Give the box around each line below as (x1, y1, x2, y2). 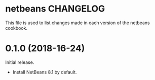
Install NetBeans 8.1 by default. (12, 69, 77, 75)
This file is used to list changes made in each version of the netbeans (5, 20, 150, 26)
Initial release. (5, 59, 34, 65)
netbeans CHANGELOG (5, 3, 105, 15)
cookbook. (5, 25, 28, 31)
